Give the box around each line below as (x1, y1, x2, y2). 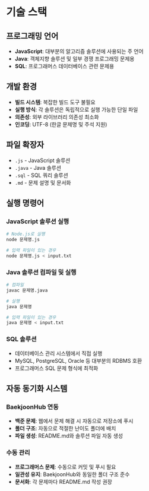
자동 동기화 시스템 (6, 384, 68, 394)
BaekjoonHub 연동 (6, 403, 59, 411)
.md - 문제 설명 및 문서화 (14, 179, 71, 186)
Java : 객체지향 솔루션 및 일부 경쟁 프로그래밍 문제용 (14, 55, 135, 62)
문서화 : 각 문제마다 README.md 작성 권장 (14, 478, 113, 485)
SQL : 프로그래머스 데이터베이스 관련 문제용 (14, 63, 115, 69)
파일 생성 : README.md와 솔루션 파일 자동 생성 (14, 432, 123, 439)
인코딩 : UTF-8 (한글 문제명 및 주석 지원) (14, 121, 107, 128)
